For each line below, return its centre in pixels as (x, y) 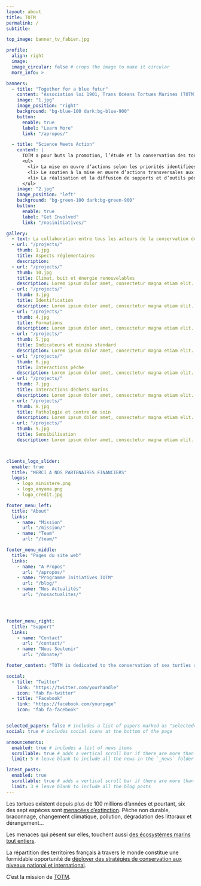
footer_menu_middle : (32, 550)
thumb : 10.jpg (34, 273)
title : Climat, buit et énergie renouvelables (76, 278)
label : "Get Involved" (50, 217)
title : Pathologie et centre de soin (64, 412)
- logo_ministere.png (44, 484)
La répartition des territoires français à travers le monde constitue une (92, 852)
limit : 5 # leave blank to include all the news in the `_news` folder (103, 759)
